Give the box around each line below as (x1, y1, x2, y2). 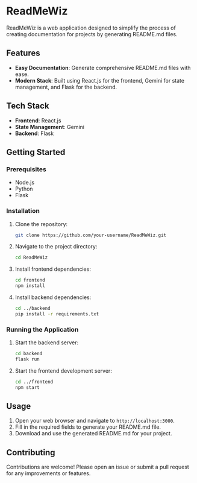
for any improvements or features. (6, 470, 91, 477)
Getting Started (6, 147, 66, 157)
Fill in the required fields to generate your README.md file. (14, 423, 161, 431)
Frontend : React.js (14, 116, 61, 124)
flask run (14, 356, 40, 362)
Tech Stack (6, 101, 49, 111)
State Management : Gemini (14, 123, 84, 130)
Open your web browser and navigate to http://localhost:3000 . (14, 417, 175, 425)
